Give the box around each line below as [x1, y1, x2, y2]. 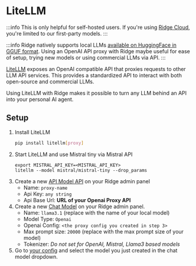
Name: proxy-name [23, 184, 68, 191]
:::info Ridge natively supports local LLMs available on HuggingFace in [6, 41, 177, 48]
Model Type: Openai [23, 215, 72, 222]
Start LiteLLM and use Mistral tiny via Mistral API [14, 151, 133, 158]
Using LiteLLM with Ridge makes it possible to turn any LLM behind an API [6, 89, 187, 96]
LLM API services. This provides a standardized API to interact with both [6, 72, 182, 79]
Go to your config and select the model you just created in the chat [14, 246, 178, 254]
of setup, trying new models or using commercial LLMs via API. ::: [6, 54, 166, 61]
